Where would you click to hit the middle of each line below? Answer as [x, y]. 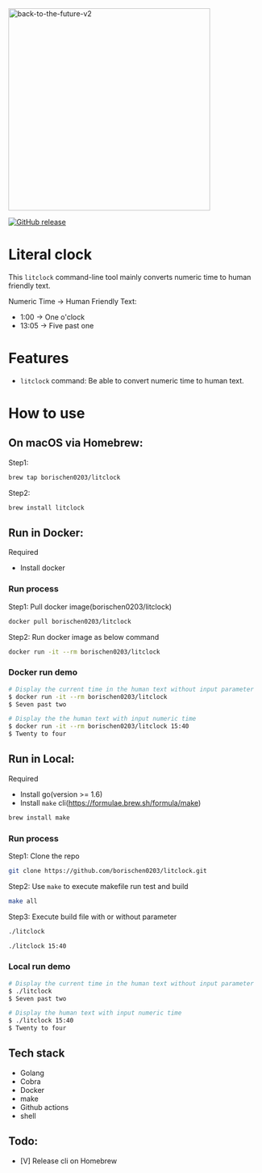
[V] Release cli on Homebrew [69, 1161]
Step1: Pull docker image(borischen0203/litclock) [90, 607]
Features [39, 358]
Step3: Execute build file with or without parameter [93, 917]
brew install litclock [46, 508]
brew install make [39, 817]
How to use [47, 414]
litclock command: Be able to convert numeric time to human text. [132, 380]
